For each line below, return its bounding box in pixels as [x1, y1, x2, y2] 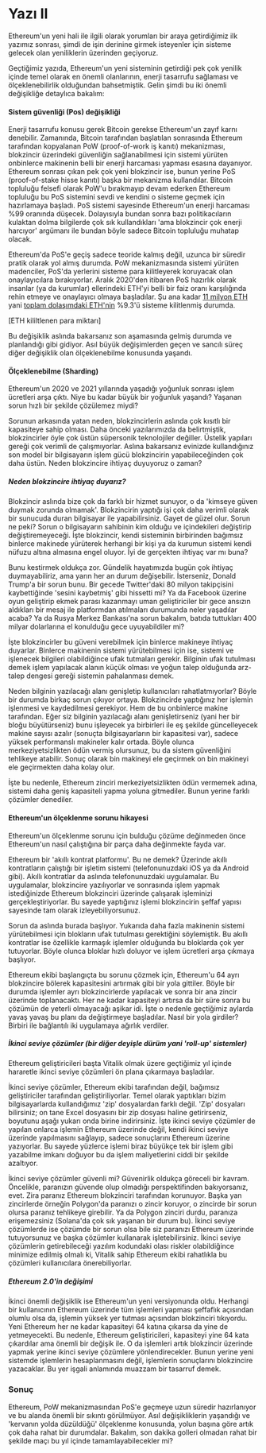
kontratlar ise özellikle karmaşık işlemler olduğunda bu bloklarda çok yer [8, 937, 245, 947]
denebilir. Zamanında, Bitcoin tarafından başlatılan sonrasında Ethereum [8, 133, 243, 143]
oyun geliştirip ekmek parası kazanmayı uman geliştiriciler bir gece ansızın [8, 597, 252, 606]
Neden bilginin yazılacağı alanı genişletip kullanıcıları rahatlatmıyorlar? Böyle [8, 687, 257, 696]
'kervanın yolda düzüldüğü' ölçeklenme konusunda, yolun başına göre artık [8, 1419, 254, 1428]
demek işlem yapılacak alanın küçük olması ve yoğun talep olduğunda [8, 663, 237, 672]
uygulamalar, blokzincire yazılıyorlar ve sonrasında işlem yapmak [8, 880, 221, 889]
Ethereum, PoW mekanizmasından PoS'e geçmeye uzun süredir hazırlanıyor [8, 1402, 256, 1412]
